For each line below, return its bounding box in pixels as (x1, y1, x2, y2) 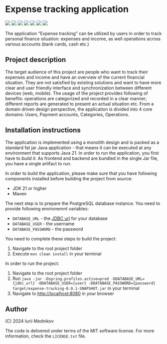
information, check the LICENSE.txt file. (5, 333, 86, 339)
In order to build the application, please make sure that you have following (5, 170, 157, 176)
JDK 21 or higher (12, 185, 47, 191)
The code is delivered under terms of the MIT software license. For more (5, 328, 155, 334)
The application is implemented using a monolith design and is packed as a (5, 139, 160, 145)
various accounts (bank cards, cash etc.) (5, 41, 89, 47)
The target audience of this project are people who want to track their (5, 69, 149, 75)
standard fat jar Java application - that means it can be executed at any (5, 144, 152, 151)
